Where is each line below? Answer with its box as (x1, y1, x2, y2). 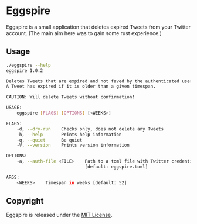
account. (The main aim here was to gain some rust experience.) (6, 29, 162, 36)
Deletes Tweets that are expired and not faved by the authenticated (6, 78, 180, 84)
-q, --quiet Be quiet (16, 137, 83, 143)
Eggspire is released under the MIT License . (6, 212, 113, 219)
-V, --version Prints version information (16, 142, 130, 149)
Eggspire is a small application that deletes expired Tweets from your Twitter (6, 23, 191, 30)
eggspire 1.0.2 (6, 67, 43, 74)
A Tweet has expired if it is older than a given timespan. (6, 84, 157, 89)
